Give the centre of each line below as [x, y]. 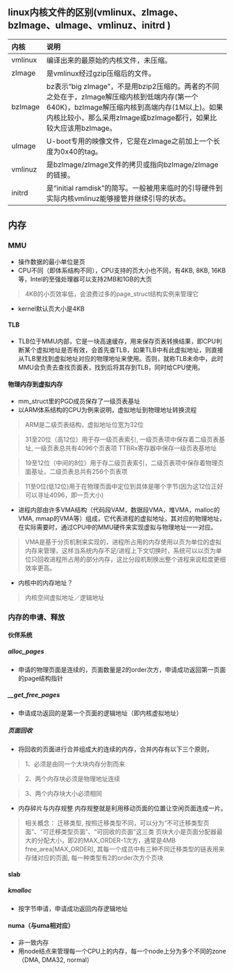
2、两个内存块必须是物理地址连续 [73, 779]
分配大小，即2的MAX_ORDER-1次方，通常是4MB [107, 840]
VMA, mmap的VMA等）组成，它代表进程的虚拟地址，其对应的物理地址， [122, 518]
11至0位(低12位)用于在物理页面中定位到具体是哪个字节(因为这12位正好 [124, 486]
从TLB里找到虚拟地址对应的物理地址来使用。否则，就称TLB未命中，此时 [121, 358]
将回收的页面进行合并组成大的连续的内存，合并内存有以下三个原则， [115, 749]
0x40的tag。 [81, 152]
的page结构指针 [41, 678]
